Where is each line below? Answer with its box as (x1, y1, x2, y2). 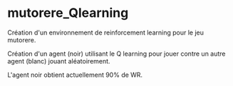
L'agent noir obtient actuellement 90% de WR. (7, 70, 143, 79)
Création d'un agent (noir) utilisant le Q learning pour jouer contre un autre (7, 49, 226, 58)
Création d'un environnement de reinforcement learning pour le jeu (7, 28, 204, 37)
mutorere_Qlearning (7, 5, 129, 21)
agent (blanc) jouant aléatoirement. (7, 56, 110, 65)
